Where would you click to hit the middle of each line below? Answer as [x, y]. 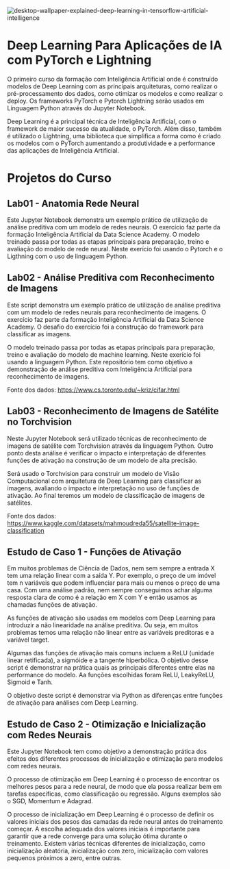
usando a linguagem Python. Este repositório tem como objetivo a [100, 362]
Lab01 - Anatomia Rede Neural [73, 203]
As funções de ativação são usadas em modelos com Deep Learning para [111, 618]
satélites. [20, 503]
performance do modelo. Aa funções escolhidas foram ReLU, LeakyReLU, [111, 675]
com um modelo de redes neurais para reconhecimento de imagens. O [107, 312]
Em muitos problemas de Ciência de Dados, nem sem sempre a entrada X [111, 568]
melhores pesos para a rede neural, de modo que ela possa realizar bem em [115, 787]
